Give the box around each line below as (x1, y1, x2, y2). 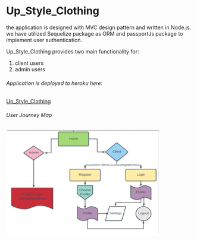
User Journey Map (6, 111, 52, 118)
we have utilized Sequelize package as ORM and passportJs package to (6, 30, 183, 37)
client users (14, 59, 44, 67)
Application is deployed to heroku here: (6, 79, 103, 87)
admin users (14, 65, 46, 72)
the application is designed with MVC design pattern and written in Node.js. (6, 24, 192, 31)
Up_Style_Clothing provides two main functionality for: (6, 48, 139, 55)
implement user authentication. (6, 36, 83, 43)
